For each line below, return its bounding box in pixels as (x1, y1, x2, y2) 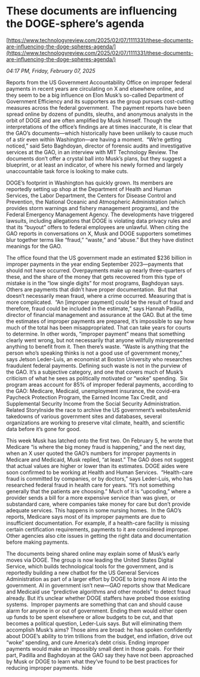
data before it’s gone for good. (6, 425, 81, 432)
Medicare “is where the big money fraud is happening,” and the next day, (6, 443, 186, 450)
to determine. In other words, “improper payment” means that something (6, 330, 185, 337)
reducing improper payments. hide (6, 664, 93, 671)
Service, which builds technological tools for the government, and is (6, 562, 174, 570)
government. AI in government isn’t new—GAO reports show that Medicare (6, 581, 190, 589)
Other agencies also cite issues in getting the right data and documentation (6, 532, 191, 539)
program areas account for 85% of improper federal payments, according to (6, 381, 194, 388)
